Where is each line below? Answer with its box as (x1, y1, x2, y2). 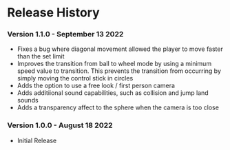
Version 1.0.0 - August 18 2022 (7, 120, 113, 130)
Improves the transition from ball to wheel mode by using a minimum (17, 60, 212, 68)
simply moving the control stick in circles (17, 74, 134, 83)
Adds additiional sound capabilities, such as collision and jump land (17, 89, 209, 97)
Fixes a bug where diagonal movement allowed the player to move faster (17, 45, 224, 53)
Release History (7, 5, 100, 21)
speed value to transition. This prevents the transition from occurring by (17, 67, 222, 75)
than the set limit (17, 52, 65, 61)
